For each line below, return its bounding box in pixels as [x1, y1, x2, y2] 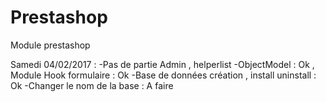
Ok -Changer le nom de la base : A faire [10, 79, 174, 91]
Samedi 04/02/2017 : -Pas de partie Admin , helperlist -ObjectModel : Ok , [10, 58, 315, 70]
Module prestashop [10, 39, 91, 51]
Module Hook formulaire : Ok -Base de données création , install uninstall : [10, 69, 317, 81]
